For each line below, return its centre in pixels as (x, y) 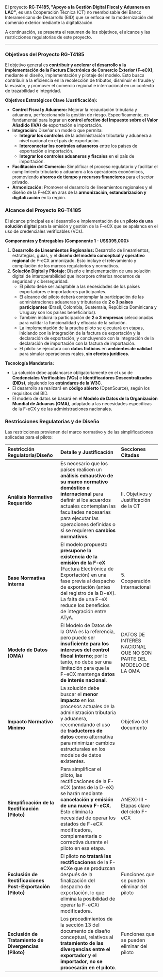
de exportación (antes (85, 587)
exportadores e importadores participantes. (63, 291)
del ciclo (131, 811)
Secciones (133, 449)
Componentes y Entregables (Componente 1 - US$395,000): (67, 241)
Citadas (130, 455)
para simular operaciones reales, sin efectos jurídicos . (74, 354)
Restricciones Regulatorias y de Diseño (52, 421)
